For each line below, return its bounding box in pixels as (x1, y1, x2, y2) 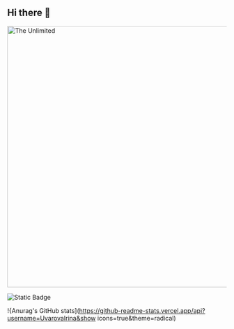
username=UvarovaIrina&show (7, 314, 96, 322)
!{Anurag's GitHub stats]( (7, 306, 79, 314)
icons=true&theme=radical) (97, 314, 176, 322)
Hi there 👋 (7, 7, 51, 19)
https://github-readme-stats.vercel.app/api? (79, 306, 205, 314)
